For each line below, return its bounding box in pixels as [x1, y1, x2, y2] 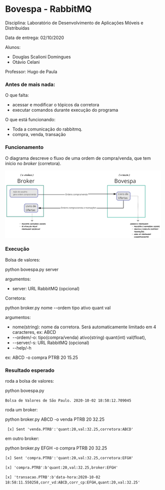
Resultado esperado [5, 367, 55, 374]
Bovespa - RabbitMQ [5, 3, 92, 15]
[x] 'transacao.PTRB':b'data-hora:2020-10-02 [5, 475, 100, 480]
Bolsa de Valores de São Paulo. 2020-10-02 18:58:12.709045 [5, 398, 132, 403]
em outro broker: [5, 436, 40, 442]
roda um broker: [5, 407, 38, 413]
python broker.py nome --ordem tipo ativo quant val [5, 305, 111, 311]
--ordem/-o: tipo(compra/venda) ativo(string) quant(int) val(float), [12, 334, 147, 340]
